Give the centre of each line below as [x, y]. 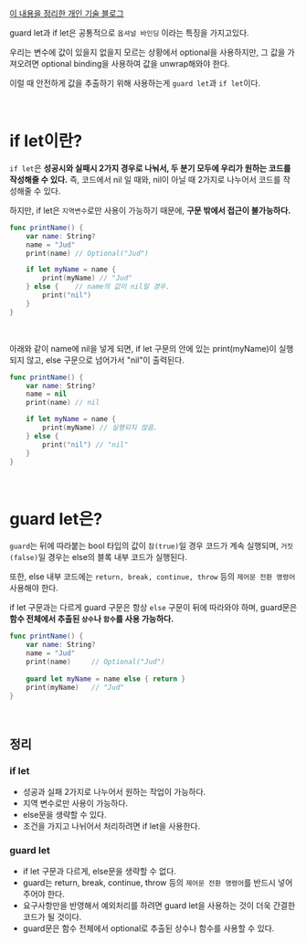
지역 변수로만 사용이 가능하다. [75, 803]
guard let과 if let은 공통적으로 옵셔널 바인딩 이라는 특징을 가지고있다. [129, 33]
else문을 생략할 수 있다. [64, 815]
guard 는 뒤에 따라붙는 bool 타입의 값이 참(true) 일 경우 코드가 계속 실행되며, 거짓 [152, 546]
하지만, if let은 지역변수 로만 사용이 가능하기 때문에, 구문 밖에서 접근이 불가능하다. [150, 210]
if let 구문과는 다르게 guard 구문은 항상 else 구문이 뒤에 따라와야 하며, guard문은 [153, 608]
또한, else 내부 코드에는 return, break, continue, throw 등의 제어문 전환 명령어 [153, 577]
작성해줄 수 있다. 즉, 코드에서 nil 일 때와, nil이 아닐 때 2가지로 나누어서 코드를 [145, 179]
